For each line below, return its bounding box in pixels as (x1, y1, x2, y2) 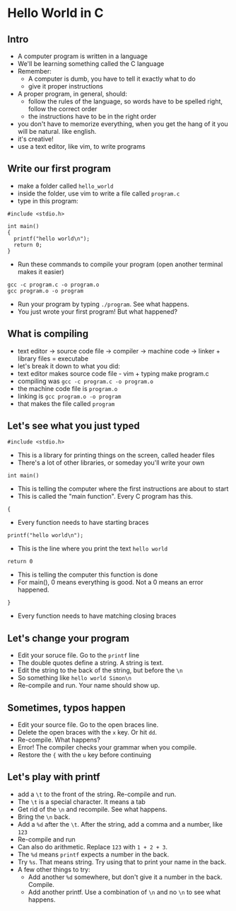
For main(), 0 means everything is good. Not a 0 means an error (17, 578, 203, 587)
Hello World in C (7, 5, 104, 21)
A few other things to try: (17, 865, 90, 873)
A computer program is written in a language (17, 52, 148, 60)
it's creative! (17, 135, 54, 143)
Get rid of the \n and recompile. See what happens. (17, 805, 167, 813)
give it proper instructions (28, 82, 104, 90)
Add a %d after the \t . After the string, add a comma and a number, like (17, 820, 223, 828)
